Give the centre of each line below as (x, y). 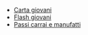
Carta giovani (33, 10)
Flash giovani (32, 17)
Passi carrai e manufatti (47, 24)
